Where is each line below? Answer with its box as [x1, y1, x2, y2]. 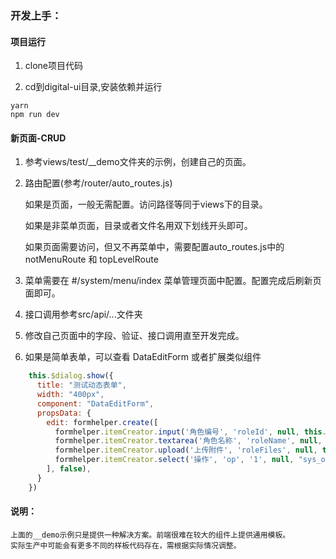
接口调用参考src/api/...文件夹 [24, 308, 143, 321]
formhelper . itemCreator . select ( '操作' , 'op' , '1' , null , [54, 455, 295, 465]
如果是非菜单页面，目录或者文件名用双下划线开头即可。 [24, 220, 253, 232]
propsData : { [36, 408, 92, 418]
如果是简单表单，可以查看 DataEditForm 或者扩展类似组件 [24, 351, 262, 363]
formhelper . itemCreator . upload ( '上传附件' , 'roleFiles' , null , [54, 445, 318, 456]
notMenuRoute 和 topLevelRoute [24, 253, 159, 266]
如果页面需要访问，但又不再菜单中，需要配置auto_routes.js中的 [24, 241, 285, 253]
